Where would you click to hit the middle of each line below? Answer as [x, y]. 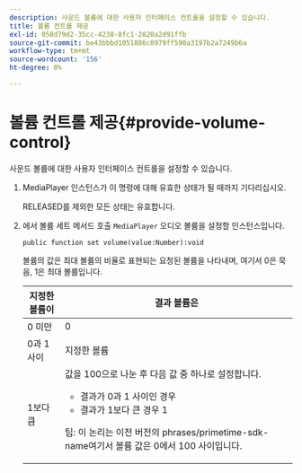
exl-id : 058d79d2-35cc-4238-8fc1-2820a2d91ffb [98, 34]
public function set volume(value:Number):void [113, 242]
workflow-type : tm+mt [50, 51]
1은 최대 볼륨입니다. [69, 271]
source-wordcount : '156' [56, 59]
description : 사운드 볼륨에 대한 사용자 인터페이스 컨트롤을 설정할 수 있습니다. [140, 18]
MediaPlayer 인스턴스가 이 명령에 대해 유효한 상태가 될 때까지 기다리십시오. [154, 187]
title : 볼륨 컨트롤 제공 [49, 26]
